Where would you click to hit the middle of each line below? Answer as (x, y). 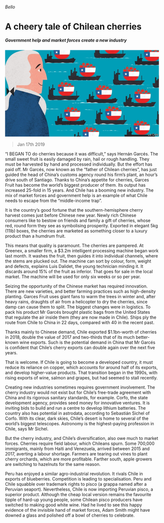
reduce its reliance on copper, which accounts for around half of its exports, (81, 368)
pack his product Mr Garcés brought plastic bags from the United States (78, 312)
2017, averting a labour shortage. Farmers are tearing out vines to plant (76, 454)
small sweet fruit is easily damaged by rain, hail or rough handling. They (77, 159)
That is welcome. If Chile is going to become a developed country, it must (79, 362)
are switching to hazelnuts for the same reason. (53, 464)
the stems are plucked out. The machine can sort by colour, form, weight (78, 261)
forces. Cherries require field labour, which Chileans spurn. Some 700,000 (80, 444)
